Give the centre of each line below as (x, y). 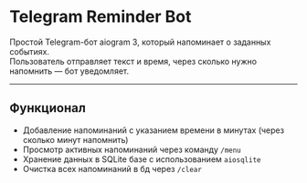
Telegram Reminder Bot (101, 17)
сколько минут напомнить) (75, 139)
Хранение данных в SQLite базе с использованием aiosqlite (142, 159)
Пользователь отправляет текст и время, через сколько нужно (133, 61)
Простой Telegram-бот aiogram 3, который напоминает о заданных (140, 42)
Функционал (48, 108)
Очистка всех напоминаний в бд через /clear (112, 168)
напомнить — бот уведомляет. (69, 71)
